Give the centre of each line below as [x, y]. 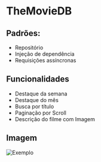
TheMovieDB [39, 11]
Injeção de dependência [45, 54]
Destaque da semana [41, 94]
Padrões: [23, 33]
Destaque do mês [36, 100]
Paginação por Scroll [41, 113]
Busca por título [34, 106]
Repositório [29, 47]
